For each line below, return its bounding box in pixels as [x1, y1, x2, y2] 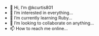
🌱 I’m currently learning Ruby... [9, 15, 72, 20]
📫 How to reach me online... [9, 26, 68, 31]
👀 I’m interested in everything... [9, 10, 73, 16]
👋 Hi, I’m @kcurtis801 [9, 5, 53, 10]
